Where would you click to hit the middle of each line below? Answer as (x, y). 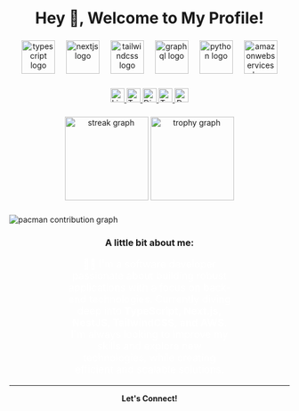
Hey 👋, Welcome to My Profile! (149, 18)
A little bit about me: (149, 242)
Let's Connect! (149, 398)
